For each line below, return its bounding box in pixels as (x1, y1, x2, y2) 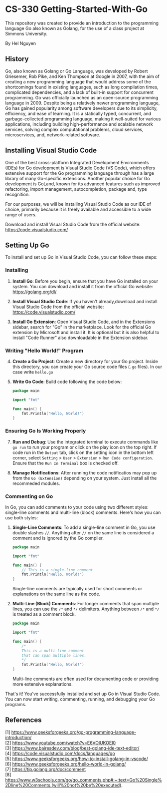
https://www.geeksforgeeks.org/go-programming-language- (11, 729, 136, 735)
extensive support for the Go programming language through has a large (5, 170, 155, 176)
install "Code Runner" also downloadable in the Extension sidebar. (12, 335, 149, 341)
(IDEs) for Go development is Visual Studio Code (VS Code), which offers (5, 165, 156, 171)
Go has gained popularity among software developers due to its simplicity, (5, 105, 158, 111)
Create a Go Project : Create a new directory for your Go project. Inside (12, 358, 159, 364)
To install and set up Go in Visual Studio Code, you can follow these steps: (5, 254, 158, 260)
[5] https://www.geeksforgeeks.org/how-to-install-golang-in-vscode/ (5, 756, 149, 762)
